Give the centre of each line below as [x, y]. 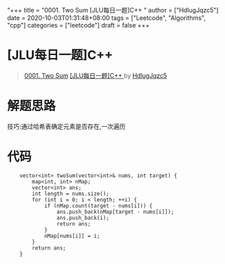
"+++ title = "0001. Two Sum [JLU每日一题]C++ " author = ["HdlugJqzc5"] [113, 10]
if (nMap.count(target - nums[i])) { [98, 205]
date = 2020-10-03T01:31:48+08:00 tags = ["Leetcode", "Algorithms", [106, 18]
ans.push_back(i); [83, 218]
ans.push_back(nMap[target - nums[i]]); [115, 212]
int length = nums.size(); [71, 194]
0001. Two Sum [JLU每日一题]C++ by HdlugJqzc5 [96, 75]
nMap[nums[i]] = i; [72, 236]
